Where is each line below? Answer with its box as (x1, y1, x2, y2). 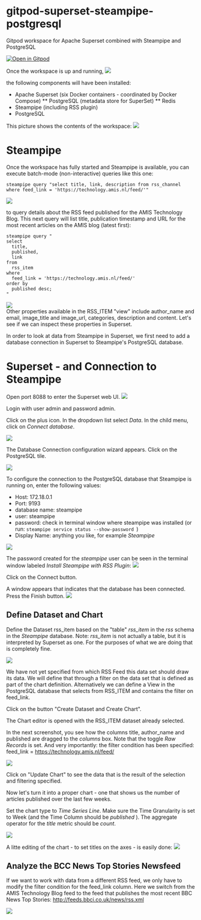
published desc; (11, 286, 52, 292)
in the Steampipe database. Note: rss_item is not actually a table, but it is (6, 632, 186, 639)
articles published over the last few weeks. (6, 795, 112, 803)
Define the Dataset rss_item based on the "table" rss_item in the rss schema (6, 625, 194, 633)
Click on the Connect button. (6, 574, 77, 581)
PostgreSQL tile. (6, 452, 46, 459)
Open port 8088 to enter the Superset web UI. (6, 393, 120, 400)
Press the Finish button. (6, 592, 65, 599)
